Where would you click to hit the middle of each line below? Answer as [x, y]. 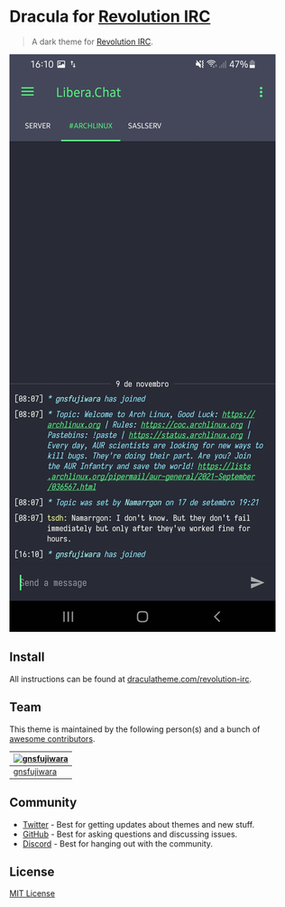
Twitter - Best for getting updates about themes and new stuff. [138, 824]
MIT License [32, 893]
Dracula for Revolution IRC [110, 17]
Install [27, 657]
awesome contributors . [52, 738]
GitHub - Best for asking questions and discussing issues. [130, 834]
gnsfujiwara [35, 772]
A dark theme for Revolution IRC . [92, 42]
